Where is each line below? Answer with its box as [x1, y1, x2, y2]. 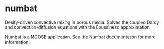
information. [5, 39, 30, 45]
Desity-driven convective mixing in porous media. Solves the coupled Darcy [5, 19, 159, 25]
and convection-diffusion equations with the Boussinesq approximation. [5, 24, 151, 30]
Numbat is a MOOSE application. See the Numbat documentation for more [5, 34, 156, 40]
